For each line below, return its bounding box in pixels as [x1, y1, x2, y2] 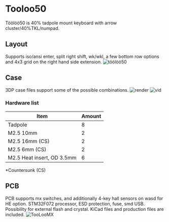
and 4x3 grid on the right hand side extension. [5, 59, 103, 65]
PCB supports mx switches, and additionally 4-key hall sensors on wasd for [5, 195, 163, 201]
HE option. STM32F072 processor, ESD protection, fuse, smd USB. [5, 201, 145, 207]
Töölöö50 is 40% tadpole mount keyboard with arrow [5, 20, 117, 26]
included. [5, 211, 25, 217]
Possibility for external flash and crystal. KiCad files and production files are [5, 206, 164, 212]
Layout [5, 40, 28, 49]
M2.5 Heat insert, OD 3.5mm [8, 154, 77, 161]
